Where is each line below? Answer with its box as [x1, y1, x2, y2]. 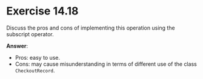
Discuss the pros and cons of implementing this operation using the [6, 24, 175, 31]
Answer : [6, 42, 28, 49]
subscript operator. [6, 30, 55, 37]
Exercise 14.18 [6, 4, 79, 18]
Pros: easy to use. [15, 54, 61, 61]
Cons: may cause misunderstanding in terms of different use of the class [15, 60, 197, 68]
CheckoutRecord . [15, 66, 56, 74]
